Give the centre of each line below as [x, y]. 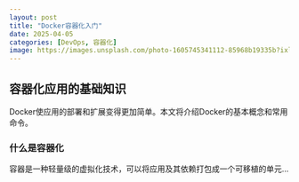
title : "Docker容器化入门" [56, 26]
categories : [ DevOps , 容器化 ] [63, 42]
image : [21, 51]
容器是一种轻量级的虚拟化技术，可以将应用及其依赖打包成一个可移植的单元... [149, 169]
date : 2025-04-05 [41, 34]
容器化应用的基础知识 [68, 88]
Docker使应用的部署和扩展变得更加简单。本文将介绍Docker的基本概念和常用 [149, 111]
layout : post [33, 17]
